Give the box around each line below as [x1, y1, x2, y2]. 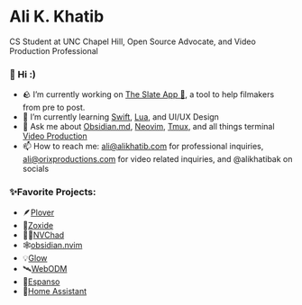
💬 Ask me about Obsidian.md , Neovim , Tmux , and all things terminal [22, 121, 275, 132]
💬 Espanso [22, 276, 60, 287]
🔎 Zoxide [22, 220, 54, 230]
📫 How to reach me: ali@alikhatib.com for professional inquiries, [22, 141, 264, 152]
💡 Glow [22, 252, 48, 263]
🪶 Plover [22, 207, 55, 218]
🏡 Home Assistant [22, 285, 87, 296]
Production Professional [9, 45, 99, 56]
